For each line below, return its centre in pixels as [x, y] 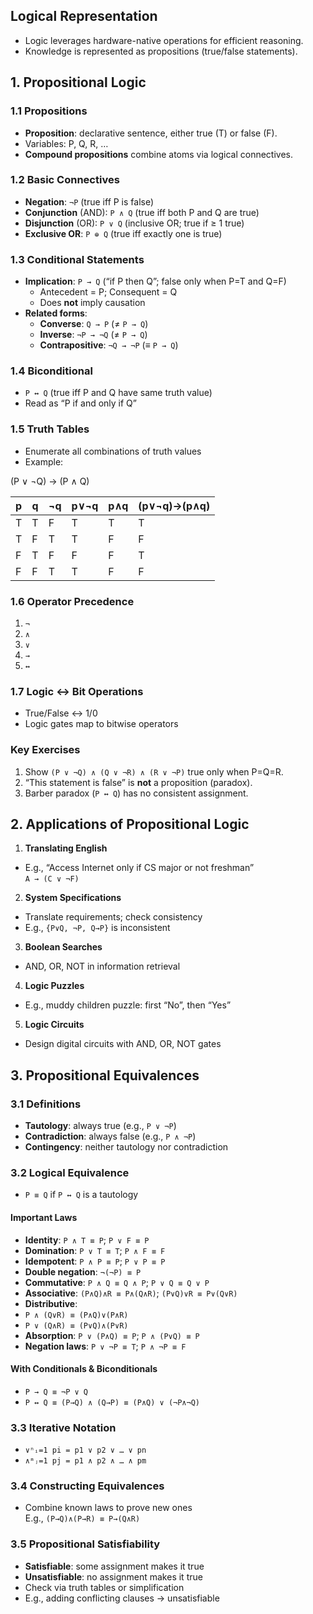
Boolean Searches [63, 947]
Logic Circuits [54, 1025]
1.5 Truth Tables [50, 429]
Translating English [66, 848]
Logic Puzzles [54, 986]
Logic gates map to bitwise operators [101, 724]
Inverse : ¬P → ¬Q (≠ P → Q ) [93, 335]
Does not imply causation [92, 303]
